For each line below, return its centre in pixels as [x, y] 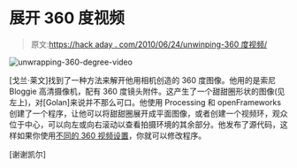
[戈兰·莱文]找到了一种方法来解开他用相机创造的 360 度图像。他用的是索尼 [143, 80]
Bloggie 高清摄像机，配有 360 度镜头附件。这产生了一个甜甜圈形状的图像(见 [147, 91]
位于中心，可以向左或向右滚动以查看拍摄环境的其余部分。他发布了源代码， [145, 124]
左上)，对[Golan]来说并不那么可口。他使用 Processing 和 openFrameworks [145, 102]
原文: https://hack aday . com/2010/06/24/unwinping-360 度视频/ [149, 44]
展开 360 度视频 [67, 18]
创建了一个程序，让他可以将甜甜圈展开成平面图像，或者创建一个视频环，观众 [148, 113]
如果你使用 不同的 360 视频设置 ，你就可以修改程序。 [111, 135]
